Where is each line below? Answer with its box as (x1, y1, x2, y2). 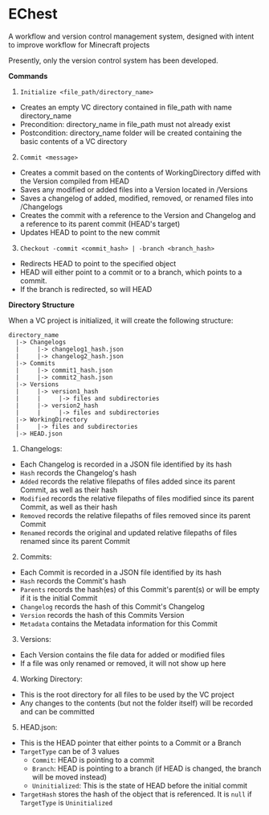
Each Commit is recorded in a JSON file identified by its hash (19, 567, 222, 577)
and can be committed (19, 706, 95, 716)
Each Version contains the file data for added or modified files (19, 649, 226, 660)
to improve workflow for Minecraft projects (8, 39, 150, 49)
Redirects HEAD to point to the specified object (19, 258, 177, 268)
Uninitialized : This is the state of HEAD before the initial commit (31, 780, 247, 790)
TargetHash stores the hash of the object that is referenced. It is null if (19, 789, 252, 799)
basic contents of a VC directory (19, 136, 128, 146)
